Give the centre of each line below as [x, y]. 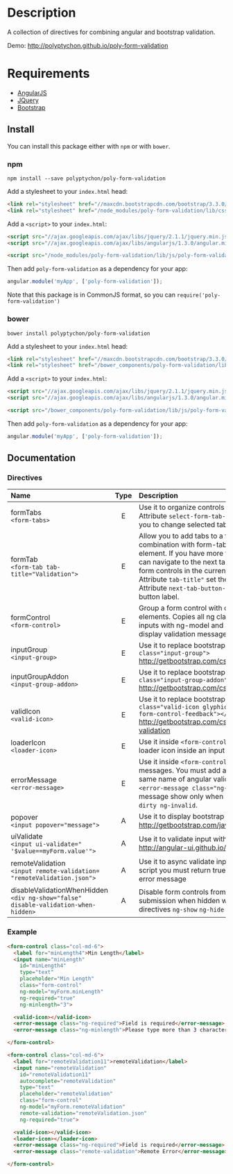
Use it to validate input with [183, 839]
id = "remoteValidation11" [55, 1075]
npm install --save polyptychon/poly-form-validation [87, 179]
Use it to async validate [176, 861]
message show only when [181, 797]
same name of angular [175, 779]
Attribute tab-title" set [177, 579]
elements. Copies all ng [176, 617]
